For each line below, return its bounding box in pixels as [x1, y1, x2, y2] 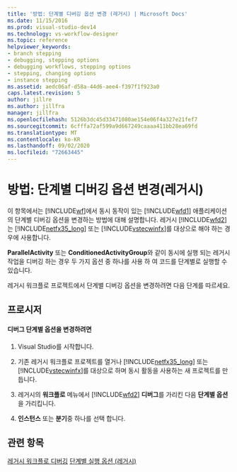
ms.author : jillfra [7, 103, 65, 110]
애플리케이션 [192, 207, 228, 215]
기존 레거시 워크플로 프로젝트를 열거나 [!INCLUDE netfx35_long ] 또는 [17, 357, 209, 366]
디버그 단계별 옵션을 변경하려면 [7, 324, 92, 334]
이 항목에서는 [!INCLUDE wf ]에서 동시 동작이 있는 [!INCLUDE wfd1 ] [7, 207, 192, 215]
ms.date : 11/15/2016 [7, 17, 69, 24]
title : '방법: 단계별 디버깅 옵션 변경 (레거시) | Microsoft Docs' [7, 10, 188, 18]
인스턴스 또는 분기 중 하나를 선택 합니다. [17, 414, 126, 422]
